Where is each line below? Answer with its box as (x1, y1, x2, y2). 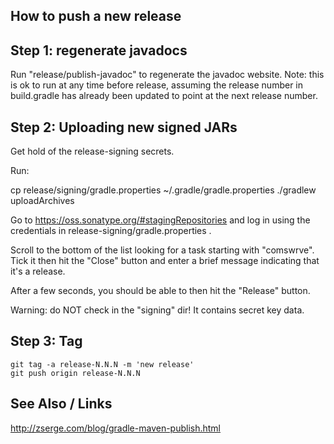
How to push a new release (10, 8, 182, 25)
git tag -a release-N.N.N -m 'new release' (10, 359, 195, 369)
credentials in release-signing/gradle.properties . (10, 225, 212, 237)
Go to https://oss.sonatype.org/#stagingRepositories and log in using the (10, 214, 311, 226)
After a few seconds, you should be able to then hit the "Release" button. (10, 285, 311, 297)
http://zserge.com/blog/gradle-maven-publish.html (10, 422, 222, 434)
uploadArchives (10, 195, 75, 207)
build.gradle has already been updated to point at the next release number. (10, 90, 318, 102)
